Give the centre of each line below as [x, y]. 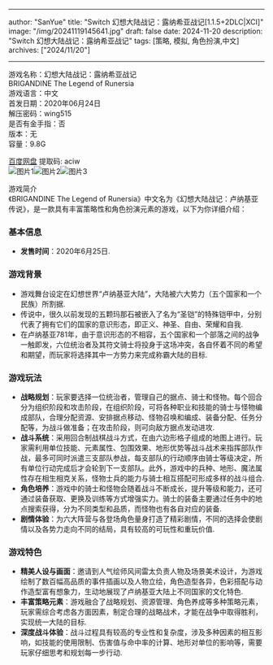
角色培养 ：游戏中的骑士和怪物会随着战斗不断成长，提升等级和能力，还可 [141, 488]
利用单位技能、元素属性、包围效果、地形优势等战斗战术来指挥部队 [145, 447]
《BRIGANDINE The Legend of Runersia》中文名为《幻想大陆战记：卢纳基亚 [133, 199]
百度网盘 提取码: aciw [44, 161]
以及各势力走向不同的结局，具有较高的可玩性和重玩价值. [121, 528]
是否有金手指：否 [37, 124]
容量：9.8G [27, 144]
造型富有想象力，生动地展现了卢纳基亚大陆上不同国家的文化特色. [135, 592]
